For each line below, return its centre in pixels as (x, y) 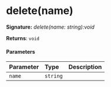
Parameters (21, 51)
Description (85, 67)
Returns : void (23, 38)
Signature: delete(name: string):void (51, 27)
